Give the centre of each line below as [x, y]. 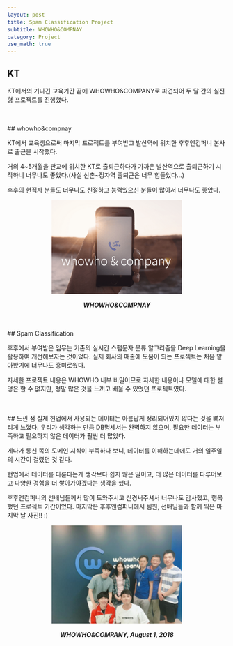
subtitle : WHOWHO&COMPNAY [45, 29]
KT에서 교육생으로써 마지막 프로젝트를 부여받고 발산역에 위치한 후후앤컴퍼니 [110, 142]
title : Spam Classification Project [60, 22]
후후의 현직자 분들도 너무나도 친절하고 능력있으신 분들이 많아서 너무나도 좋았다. [114, 190]
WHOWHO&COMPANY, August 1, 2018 [117, 634]
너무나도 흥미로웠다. [58, 366]
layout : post [26, 15]
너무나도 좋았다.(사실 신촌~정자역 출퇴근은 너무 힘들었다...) [105, 175]
